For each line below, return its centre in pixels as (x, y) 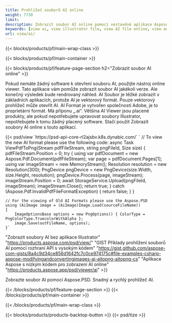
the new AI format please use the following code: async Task (70, 142)
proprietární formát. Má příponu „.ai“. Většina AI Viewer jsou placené (77, 111)
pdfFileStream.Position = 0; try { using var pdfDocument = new (72, 153)
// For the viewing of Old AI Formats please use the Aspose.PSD (76, 201)
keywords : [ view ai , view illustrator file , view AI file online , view (83, 29)
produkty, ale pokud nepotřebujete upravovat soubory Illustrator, (73, 116)
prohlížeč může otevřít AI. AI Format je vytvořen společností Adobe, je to (82, 105)
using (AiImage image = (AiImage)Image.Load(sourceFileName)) (73, 205)
